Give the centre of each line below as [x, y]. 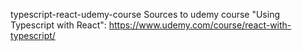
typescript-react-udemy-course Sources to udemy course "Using [145, 14]
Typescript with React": [58, 25]
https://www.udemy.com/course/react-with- [200, 25]
